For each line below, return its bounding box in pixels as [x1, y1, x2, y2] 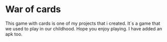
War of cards [5, 4, 61, 15]
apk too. [5, 31, 23, 37]
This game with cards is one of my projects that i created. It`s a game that [5, 20, 160, 26]
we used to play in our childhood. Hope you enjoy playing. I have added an [5, 25, 162, 31]
